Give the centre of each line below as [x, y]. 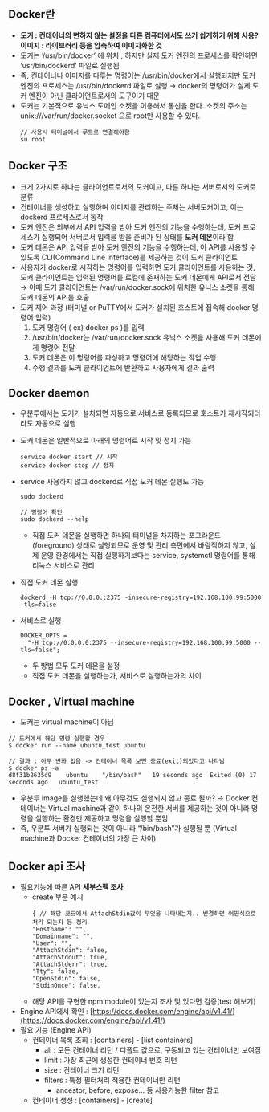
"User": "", [52, 943]
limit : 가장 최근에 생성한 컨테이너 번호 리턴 [111, 1060]
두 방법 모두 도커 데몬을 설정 [76, 666]
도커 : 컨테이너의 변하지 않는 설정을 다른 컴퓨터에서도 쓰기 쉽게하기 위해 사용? [139, 35]
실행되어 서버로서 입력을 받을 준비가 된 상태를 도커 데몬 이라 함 [138, 237]
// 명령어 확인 [41, 512]
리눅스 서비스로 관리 [63, 565]
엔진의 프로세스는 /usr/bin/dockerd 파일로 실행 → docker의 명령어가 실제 [135, 85]
